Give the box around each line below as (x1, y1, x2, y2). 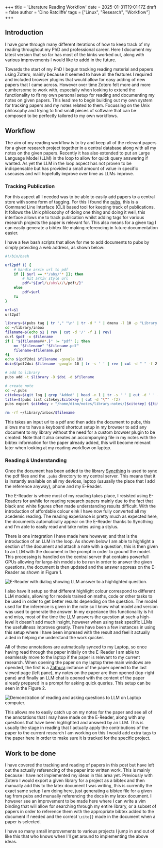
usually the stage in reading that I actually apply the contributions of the (5, 725, 149, 730)
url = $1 (5, 307, 18, 312)
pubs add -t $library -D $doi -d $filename (5, 375, 95, 380)
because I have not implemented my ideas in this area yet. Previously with (5, 772, 153, 779)
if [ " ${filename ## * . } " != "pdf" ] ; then (5, 339, 90, 344)
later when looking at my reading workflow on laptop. (5, 445, 112, 451)
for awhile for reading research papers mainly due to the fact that (22, 498, 153, 504)
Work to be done (5, 749, 56, 757)
